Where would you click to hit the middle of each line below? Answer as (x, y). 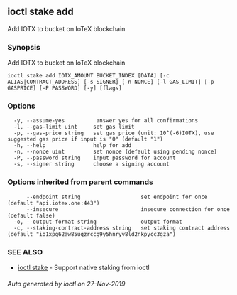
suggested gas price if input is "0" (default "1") (85, 139)
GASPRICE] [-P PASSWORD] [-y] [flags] (65, 88)
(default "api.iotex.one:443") (54, 203)
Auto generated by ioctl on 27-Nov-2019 (66, 284)
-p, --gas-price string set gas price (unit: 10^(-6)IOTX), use (114, 133)
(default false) (31, 215)
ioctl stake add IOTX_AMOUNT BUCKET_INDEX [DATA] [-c (89, 76)
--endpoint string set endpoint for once (117, 197)
